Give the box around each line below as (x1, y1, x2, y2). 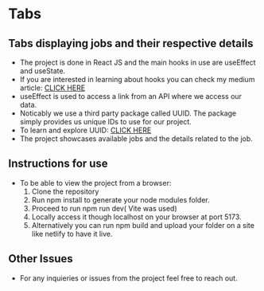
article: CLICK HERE (19, 83, 86, 92)
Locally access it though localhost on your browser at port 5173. (31, 212, 242, 222)
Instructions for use (8, 157, 109, 171)
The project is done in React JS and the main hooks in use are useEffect (19, 57, 256, 67)
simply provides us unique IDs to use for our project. (19, 117, 192, 126)
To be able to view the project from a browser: (19, 178, 172, 187)
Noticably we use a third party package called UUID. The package (19, 108, 237, 118)
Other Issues (8, 252, 73, 265)
